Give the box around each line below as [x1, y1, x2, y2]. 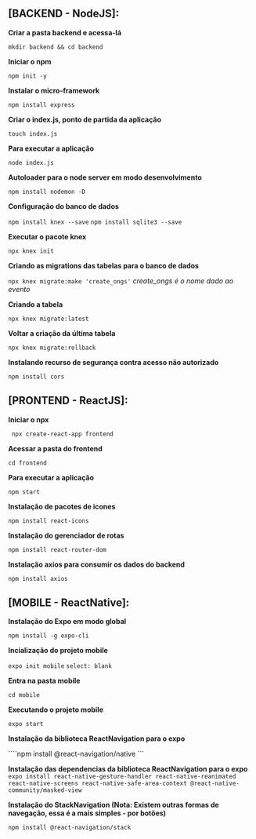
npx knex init [8, 247, 55, 255]
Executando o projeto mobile [8, 705, 104, 714]
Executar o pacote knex [8, 232, 87, 241]
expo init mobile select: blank [8, 662, 112, 670]
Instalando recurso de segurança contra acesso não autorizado [8, 357, 219, 367]
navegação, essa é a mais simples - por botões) [8, 808, 167, 818]
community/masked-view [8, 786, 82, 794]
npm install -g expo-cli [8, 632, 89, 640]
